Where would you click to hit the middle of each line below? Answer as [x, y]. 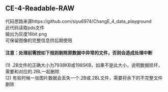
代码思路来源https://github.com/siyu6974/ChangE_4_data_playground [78, 21]
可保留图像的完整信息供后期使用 [39, 40]
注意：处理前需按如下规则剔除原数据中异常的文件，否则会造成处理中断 [79, 53]
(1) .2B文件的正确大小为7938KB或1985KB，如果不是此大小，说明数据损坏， [84, 65]
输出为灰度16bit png [26, 34]
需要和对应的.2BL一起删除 [32, 72]
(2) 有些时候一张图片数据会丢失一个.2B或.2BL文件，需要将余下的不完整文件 [84, 78]
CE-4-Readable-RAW [40, 8]
